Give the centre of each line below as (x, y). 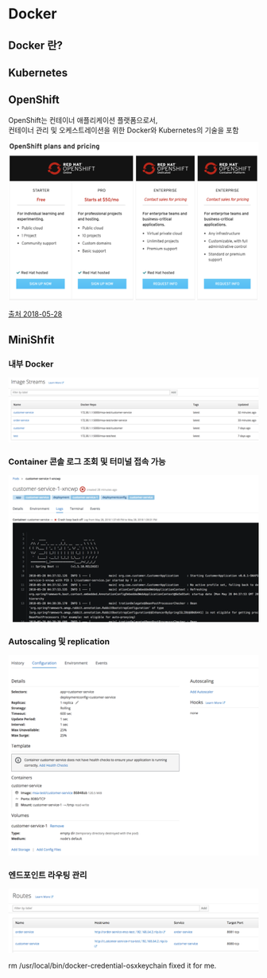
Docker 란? (36, 45)
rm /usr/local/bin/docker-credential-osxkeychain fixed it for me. (112, 965)
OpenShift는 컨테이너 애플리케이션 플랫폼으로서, (83, 120)
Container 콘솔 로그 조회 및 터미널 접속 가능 (87, 462)
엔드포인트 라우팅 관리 (48, 875)
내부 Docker (31, 363)
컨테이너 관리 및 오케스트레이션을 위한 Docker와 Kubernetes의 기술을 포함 (124, 130)
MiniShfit (31, 340)
